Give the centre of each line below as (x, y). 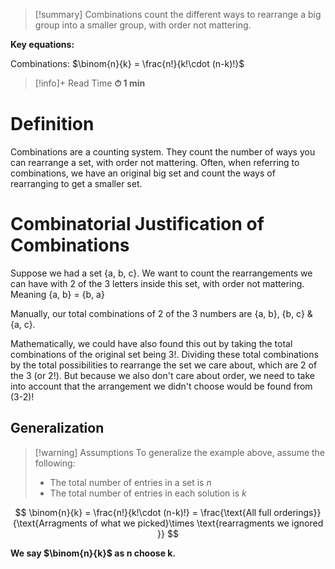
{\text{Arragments (50, 523)
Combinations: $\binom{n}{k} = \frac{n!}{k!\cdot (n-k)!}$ (127, 63)
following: (55, 463)
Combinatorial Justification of (137, 224)
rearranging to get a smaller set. (76, 183)
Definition (52, 124)
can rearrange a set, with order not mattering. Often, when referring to (155, 162)
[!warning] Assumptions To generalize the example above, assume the (180, 452)
